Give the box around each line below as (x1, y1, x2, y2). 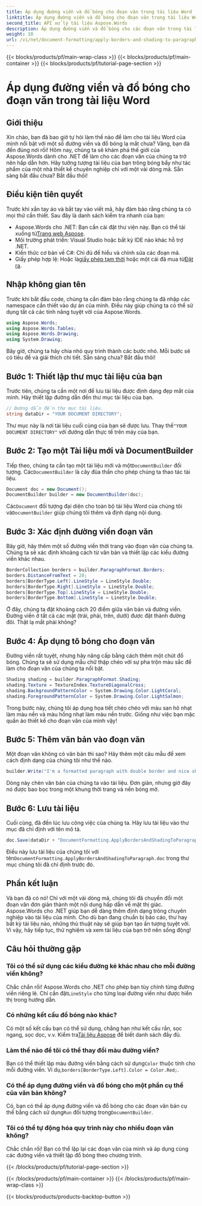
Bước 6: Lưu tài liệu (6, 803, 79, 813)
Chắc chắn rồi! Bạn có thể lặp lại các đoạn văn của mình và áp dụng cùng (6, 1145, 189, 1152)
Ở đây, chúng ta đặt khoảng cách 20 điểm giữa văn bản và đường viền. (6, 606, 182, 613)
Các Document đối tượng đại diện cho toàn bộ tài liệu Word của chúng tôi (6, 502, 182, 510)
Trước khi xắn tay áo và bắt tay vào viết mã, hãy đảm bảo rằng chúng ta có (6, 205, 191, 213)
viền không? (6, 969, 43, 978)
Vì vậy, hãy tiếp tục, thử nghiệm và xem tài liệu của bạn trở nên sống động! (6, 926, 191, 934)
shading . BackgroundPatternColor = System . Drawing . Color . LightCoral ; (6, 687, 182, 693)
